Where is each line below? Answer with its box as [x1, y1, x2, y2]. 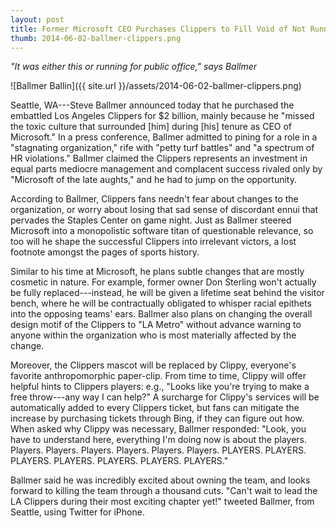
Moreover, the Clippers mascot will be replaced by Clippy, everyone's [10, 359, 297, 371]
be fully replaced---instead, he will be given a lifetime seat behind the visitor [10, 287, 325, 299]
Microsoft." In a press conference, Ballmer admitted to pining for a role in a [10, 131, 318, 143]
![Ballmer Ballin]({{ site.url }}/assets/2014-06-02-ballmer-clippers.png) [10, 80, 302, 92]
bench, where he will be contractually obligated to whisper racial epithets [10, 297, 312, 310]
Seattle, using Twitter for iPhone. [10, 506, 145, 518]
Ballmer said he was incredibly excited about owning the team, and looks [10, 474, 311, 486]
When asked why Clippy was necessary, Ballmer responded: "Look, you [10, 423, 307, 435]
